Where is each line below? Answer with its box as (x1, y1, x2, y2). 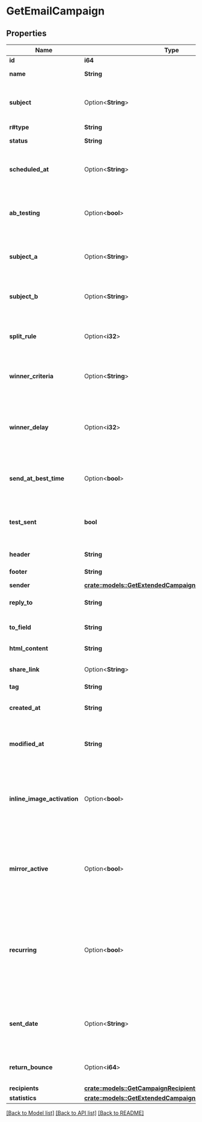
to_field (9, 623, 31, 631)
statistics (9, 1094, 37, 1102)
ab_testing (9, 209, 40, 217)
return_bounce (9, 1063, 53, 1071)
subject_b (9, 292, 38, 300)
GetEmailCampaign (6, 4, 105, 18)
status (9, 137, 28, 145)
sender (9, 581, 30, 589)
